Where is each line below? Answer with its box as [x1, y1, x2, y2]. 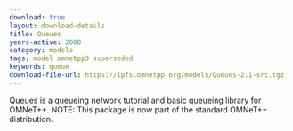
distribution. [9, 113, 53, 124]
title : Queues [9, 29, 62, 38]
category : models [9, 46, 74, 55]
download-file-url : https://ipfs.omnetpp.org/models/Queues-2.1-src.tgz [9, 71, 285, 80]
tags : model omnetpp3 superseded [9, 54, 134, 63]
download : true [9, 12, 66, 22]
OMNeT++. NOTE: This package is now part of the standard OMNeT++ [9, 104, 268, 115]
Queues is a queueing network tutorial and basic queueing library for [9, 95, 262, 105]
